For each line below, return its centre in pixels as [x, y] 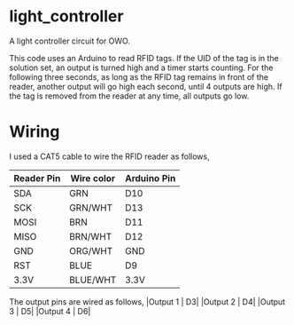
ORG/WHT [91, 250]
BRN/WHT [91, 236]
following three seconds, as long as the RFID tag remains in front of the [139, 76]
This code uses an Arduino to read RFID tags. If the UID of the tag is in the [144, 58]
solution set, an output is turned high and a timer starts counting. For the [141, 67]
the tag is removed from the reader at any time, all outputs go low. [129, 96]
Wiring [35, 132]
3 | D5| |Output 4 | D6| [50, 311]
